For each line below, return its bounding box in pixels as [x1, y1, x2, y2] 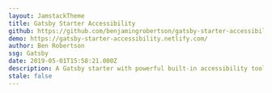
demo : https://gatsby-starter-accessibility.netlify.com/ [8, 34, 208, 43]
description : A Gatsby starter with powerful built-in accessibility [8, 65, 249, 73]
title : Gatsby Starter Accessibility [8, 19, 136, 27]
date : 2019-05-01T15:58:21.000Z [8, 57, 117, 66]
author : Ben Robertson [8, 42, 85, 50]
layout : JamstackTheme [8, 11, 85, 20]
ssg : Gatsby [8, 49, 49, 57]
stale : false [8, 72, 53, 80]
